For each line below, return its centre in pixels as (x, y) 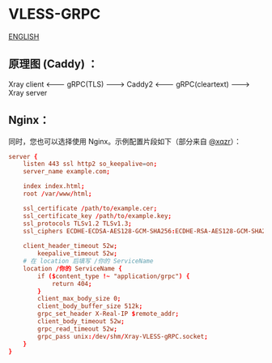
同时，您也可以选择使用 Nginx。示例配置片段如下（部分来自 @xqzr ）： (125, 141)
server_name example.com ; (67, 172)
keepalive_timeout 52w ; (77, 254)
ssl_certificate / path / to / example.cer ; (90, 208)
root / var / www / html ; (57, 194)
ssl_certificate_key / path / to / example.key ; (98, 216)
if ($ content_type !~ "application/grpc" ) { (114, 276)
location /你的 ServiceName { (73, 268)
